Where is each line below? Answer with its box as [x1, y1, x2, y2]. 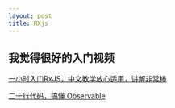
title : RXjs [8, 19, 48, 27]
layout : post [8, 11, 52, 20]
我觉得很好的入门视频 [8, 51, 115, 64]
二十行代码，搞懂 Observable [8, 91, 106, 101]
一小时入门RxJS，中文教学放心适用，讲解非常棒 [8, 74, 167, 84]
